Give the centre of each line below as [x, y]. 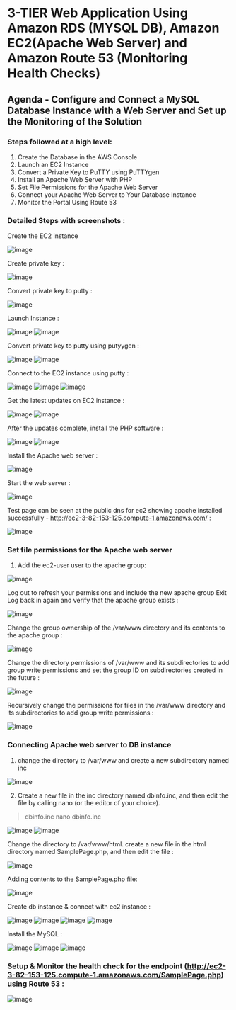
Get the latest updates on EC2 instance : [66, 401]
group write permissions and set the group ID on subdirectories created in [115, 670]
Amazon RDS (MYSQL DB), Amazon [113, 28]
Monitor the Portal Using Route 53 [67, 202]
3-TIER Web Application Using [98, 13]
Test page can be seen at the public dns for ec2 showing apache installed [115, 511]
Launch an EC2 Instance [53, 164]
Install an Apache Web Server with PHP [75, 179]
